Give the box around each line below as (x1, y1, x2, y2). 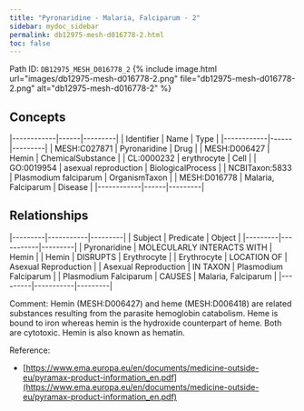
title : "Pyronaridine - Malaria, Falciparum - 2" (9, 13, 201, 23)
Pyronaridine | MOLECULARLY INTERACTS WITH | (83, 242, 272, 253)
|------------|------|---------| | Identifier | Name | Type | (9, 134, 220, 145)
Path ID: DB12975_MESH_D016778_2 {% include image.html (9, 64, 218, 75)
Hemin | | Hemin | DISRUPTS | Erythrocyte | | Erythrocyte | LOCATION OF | (9, 251, 288, 262)
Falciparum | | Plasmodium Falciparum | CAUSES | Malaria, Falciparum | (9, 270, 277, 282)
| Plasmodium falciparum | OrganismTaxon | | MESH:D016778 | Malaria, (9, 172, 275, 183)
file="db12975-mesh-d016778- (180, 74, 296, 85)
